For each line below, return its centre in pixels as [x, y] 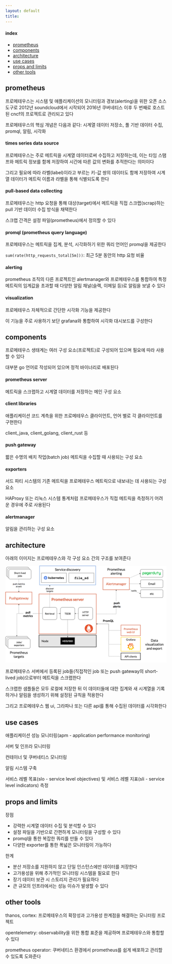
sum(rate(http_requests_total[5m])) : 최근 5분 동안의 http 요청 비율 [75, 255]
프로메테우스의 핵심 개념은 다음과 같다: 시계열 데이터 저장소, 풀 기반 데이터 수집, [84, 125]
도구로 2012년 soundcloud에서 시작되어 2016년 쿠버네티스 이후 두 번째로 [78, 107]
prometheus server [26, 379]
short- [152, 671]
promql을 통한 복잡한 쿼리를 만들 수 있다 [53, 838]
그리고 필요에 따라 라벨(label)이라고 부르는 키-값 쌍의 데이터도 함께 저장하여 [81, 172]
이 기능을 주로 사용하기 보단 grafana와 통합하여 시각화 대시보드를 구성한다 [79, 321]
